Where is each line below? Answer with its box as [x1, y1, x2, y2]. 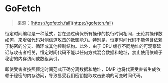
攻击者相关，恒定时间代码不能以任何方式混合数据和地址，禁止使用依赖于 [13, 49, 163, 55]
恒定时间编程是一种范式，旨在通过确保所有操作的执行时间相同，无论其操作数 [5, 30, 163, 36]
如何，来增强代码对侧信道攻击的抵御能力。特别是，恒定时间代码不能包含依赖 [5, 37, 163, 43]
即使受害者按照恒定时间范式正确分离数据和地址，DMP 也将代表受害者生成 [5, 66, 156, 72]
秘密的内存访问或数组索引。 [5, 55, 62, 61]
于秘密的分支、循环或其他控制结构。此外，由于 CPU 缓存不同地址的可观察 [5, 43, 157, 49]
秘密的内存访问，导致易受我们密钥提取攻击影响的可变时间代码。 [13, 72, 145, 78]
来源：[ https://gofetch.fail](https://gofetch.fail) [17, 20, 113, 26]
